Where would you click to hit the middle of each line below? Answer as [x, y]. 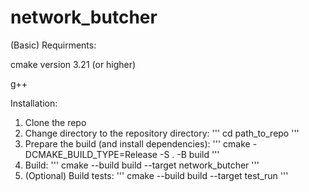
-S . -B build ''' [189, 154]
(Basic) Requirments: [53, 45]
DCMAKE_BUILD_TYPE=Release [91, 154]
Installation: [34, 103]
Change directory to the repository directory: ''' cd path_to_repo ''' [162, 133]
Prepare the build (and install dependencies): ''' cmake [137, 143]
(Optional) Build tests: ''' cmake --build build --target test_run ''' [156, 175]
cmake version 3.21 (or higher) [73, 64]
